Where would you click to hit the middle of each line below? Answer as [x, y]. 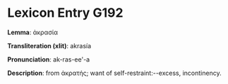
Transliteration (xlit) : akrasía [49, 45]
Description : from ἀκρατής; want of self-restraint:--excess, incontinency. [114, 73]
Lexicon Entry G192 [65, 13]
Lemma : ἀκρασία [33, 32]
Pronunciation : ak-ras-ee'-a [49, 59]
